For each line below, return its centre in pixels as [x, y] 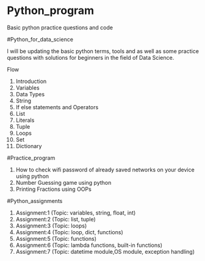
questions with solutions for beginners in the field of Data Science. [91, 57]
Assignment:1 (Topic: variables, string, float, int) [76, 213]
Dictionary [29, 146]
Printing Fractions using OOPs [54, 189]
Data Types [30, 94]
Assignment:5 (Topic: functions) [56, 238]
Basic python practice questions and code [60, 27]
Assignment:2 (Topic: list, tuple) [56, 219]
